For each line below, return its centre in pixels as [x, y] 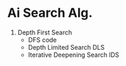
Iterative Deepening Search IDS [74, 55]
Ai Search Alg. [50, 13]
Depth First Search [45, 32]
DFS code [43, 39]
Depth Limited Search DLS [66, 47]
